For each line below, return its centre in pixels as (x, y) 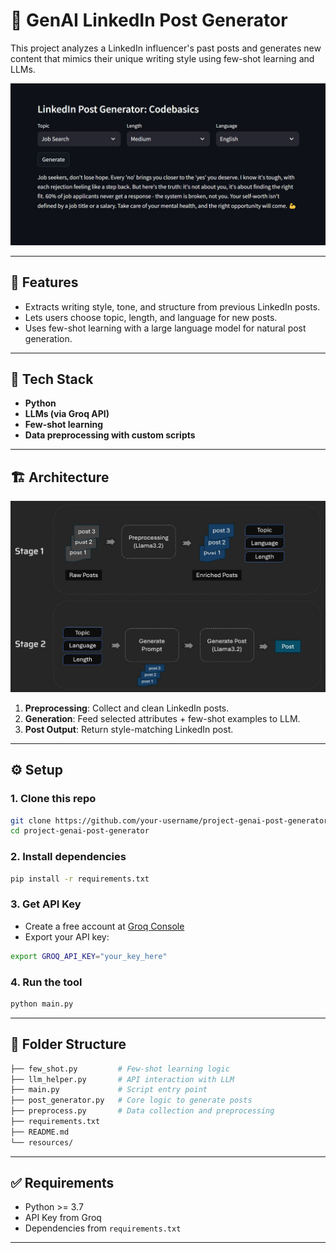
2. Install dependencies (68, 857)
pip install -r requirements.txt (80, 879)
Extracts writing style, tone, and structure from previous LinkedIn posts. (172, 306)
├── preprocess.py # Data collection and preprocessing (142, 1111)
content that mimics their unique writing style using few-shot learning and (162, 58)
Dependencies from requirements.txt (103, 1228)
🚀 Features (44, 282)
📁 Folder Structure (68, 1044)
